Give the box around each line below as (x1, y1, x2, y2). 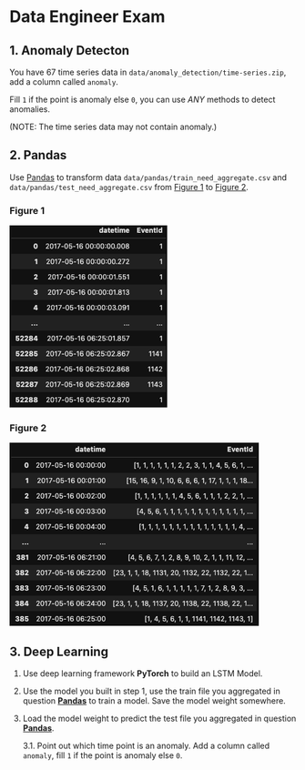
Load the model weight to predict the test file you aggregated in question (22, 713, 297, 724)
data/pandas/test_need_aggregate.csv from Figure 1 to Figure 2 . (9, 181, 249, 192)
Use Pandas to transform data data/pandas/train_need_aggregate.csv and (9, 171, 288, 183)
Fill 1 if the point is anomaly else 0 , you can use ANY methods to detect (9, 94, 276, 105)
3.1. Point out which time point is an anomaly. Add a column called (22, 740, 270, 752)
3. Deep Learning (9, 643, 109, 659)
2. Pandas (9, 147, 67, 163)
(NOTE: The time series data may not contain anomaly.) (9, 121, 218, 132)
